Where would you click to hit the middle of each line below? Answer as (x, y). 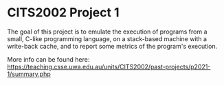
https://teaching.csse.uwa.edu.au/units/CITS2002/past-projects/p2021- (109, 66)
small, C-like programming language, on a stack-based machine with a (107, 38)
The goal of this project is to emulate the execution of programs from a (107, 32)
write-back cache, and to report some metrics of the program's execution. (112, 46)
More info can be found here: (48, 59)
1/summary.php (29, 74)
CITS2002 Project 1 (63, 13)
